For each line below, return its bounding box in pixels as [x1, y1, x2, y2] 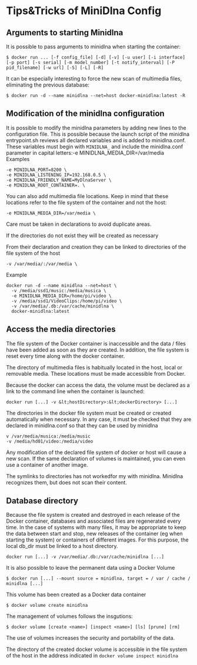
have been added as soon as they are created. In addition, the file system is [6, 346, 189, 353]
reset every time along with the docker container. [6, 352, 125, 359]
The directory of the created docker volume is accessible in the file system [6, 646, 188, 653]
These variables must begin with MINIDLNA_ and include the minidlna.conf [6, 143, 183, 150]
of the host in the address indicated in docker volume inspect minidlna [6, 652, 178, 659]
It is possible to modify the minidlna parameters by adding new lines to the [6, 124, 186, 131]
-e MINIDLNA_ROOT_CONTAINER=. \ [6, 182, 85, 188]
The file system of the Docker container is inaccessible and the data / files [6, 340, 186, 347]
